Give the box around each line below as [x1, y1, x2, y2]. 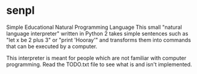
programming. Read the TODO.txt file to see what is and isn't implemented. [6, 61, 192, 68]
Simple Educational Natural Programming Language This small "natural [6, 23, 183, 31]
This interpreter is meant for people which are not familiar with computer [6, 54, 187, 61]
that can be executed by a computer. [6, 43, 98, 50]
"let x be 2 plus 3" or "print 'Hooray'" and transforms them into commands [6, 36, 192, 43]
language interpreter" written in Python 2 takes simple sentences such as [6, 29, 189, 37]
